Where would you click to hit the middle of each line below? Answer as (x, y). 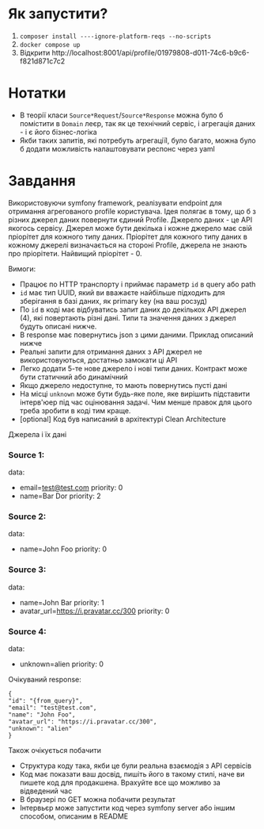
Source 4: (27, 631)
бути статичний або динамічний (74, 377)
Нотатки (37, 93)
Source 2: (27, 516)
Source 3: (27, 570)
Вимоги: (22, 269)
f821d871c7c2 (42, 61)
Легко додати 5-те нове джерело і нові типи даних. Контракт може (133, 368)
